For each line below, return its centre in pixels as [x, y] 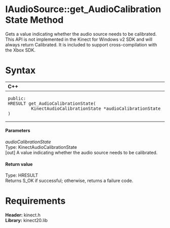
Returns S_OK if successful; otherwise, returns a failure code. [69, 181]
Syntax [20, 70]
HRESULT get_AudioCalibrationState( [52, 103]
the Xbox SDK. [20, 50]
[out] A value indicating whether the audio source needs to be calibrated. [81, 153]
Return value [19, 164]
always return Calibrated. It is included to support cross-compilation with [81, 44]
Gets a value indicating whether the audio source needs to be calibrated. [81, 34]
